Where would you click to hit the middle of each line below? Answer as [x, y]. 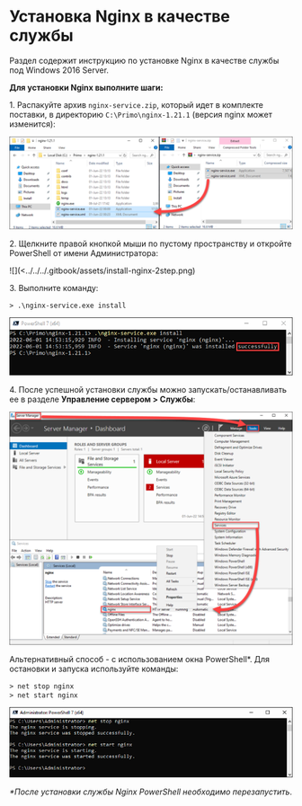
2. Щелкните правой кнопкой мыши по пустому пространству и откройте [151, 244]
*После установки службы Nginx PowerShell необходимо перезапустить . [151, 792]
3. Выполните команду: [54, 288]
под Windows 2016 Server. [59, 70]
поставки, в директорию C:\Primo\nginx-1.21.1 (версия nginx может [141, 114]
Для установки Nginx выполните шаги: [86, 87]
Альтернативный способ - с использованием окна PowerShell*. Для [140, 659]
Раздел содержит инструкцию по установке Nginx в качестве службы [144, 60]
